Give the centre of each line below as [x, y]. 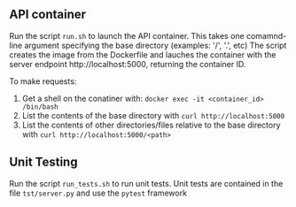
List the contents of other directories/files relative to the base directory [151, 125]
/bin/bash [40, 107]
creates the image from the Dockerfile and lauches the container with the [143, 54]
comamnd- [267, 35]
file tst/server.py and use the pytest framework [98, 193]
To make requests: [43, 81]
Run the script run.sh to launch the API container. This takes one [127, 35]
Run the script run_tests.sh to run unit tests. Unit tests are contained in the [146, 183]
